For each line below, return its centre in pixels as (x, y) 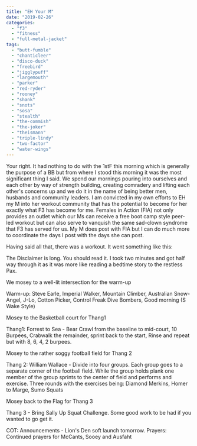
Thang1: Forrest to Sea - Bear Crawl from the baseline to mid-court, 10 (92, 329)
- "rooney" (25, 94)
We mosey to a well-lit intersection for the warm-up (69, 282)
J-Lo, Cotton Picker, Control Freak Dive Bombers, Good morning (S (104, 300)
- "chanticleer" (31, 56)
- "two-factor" (30, 143)
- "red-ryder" (29, 89)
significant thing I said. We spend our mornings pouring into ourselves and (97, 179)
